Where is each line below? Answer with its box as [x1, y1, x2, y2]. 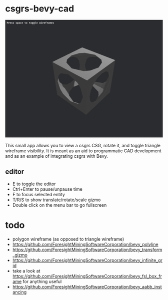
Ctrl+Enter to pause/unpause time [12, 186, 82, 192]
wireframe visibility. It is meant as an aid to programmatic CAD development [5, 148, 161, 154]
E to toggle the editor [12, 181, 56, 187]
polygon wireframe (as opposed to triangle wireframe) [12, 236, 124, 242]
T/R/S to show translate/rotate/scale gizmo [12, 197, 101, 203]
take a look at [12, 268, 40, 274]
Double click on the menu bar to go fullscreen [12, 202, 107, 208]
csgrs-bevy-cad [5, 3, 74, 14]
